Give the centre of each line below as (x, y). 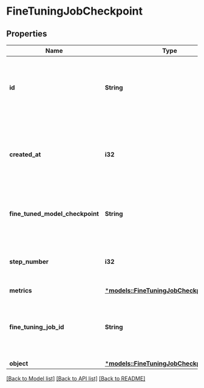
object (19, 363)
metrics (21, 290)
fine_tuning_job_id (37, 327)
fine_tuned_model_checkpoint (54, 214)
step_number (29, 262)
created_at (25, 154)
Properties (27, 34)
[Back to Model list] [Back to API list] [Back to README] (76, 379)
